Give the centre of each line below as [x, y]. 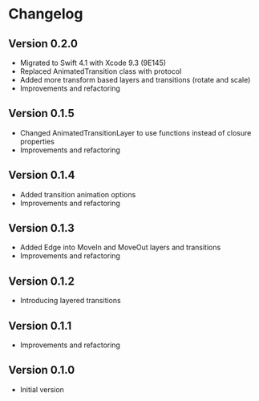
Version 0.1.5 [41, 113]
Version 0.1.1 [40, 326]
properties [37, 141]
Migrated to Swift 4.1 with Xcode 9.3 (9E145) [93, 63]
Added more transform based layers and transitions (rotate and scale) [135, 80]
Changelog [46, 14]
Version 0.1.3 [41, 228]
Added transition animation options [78, 194]
